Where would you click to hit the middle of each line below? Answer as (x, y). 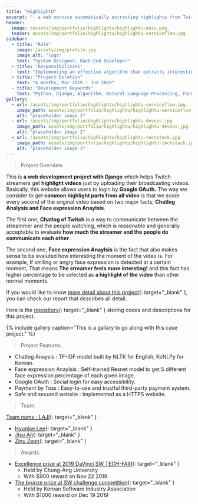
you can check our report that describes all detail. (67, 299)
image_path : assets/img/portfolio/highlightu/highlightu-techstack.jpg (106, 143)
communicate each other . (38, 238)
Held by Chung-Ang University (61, 470)
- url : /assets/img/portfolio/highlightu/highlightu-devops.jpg (92, 121)
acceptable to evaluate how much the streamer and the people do (88, 232)
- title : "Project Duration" (47, 77)
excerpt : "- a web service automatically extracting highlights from (93, 17)
